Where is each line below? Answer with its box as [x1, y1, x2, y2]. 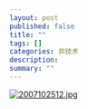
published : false [9, 22, 75, 31]
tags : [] [9, 38, 43, 48]
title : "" [9, 30, 47, 39]
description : [9, 55, 59, 64]
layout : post [9, 13, 59, 23]
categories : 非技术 [9, 47, 79, 56]
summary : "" [9, 64, 54, 74]
